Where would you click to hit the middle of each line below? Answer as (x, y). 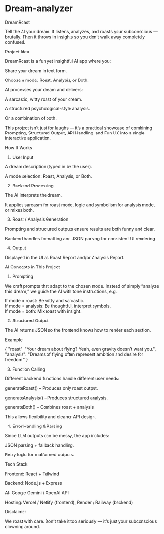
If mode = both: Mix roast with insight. (43, 311)
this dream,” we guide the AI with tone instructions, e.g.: (62, 291)
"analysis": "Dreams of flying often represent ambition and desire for (74, 354)
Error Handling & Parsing (37, 426)
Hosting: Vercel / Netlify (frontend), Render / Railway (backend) (69, 502)
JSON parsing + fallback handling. (40, 445)
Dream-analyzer (39, 9)
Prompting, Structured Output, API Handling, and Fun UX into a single (75, 133)
